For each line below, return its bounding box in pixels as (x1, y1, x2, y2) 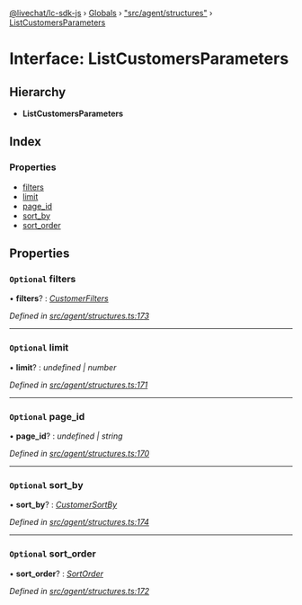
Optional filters (9, 273, 76, 285)
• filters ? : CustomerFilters (9, 293, 110, 304)
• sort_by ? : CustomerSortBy (9, 499, 118, 511)
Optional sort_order (9, 547, 96, 560)
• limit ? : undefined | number (9, 361, 117, 372)
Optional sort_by (9, 478, 84, 491)
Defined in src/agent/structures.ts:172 (9, 585, 150, 596)
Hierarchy (9, 85, 67, 100)
